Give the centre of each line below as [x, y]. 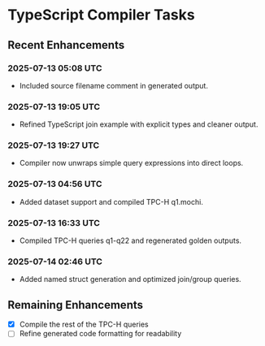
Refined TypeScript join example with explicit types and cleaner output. [139, 124]
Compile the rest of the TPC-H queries [84, 324]
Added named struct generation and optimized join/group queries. [130, 279]
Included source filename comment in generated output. [114, 85]
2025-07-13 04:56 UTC [55, 184]
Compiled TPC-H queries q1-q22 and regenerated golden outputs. [130, 240]
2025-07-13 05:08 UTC [55, 68]
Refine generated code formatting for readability [100, 334]
